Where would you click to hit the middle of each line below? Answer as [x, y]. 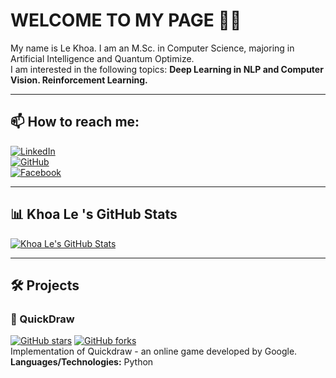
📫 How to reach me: [75, 122]
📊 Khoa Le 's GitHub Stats [94, 214]
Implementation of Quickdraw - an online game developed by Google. [154, 351]
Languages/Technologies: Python [82, 362]
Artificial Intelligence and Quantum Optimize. [102, 58]
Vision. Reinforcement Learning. [79, 80]
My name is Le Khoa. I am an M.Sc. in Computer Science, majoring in [152, 48]
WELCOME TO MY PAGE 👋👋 [126, 20]
